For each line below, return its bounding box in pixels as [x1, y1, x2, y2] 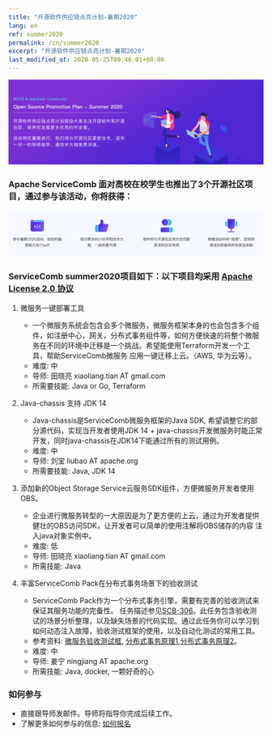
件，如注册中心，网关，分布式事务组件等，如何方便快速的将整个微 [32, 330, 253, 340]
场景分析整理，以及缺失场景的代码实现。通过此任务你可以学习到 [46, 615, 260, 625]
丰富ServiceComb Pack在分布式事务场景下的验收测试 [19, 578, 198, 588]
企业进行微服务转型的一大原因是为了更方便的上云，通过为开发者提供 [32, 510, 260, 520]
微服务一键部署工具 [19, 303, 85, 313]
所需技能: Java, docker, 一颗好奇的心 [32, 666, 155, 676]
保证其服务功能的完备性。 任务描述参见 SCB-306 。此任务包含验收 [32, 606, 250, 615]
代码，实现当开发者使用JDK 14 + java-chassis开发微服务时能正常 [46, 425, 263, 435]
